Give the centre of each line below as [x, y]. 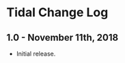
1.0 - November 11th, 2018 [62, 38]
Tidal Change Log [57, 13]
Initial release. [36, 54]
